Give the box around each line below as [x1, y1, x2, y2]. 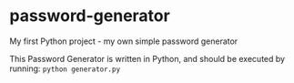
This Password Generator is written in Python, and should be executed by [9, 53, 285, 64]
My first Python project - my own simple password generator [9, 36, 238, 47]
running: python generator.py [9, 63, 121, 74]
